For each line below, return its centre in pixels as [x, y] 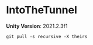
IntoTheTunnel [42, 10]
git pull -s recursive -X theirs [47, 36]
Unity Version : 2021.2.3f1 [37, 26]
